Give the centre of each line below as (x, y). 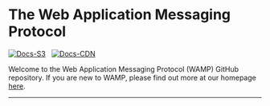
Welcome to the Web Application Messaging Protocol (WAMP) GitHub (124, 69)
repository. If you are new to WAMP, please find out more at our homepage (133, 77)
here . (17, 86)
